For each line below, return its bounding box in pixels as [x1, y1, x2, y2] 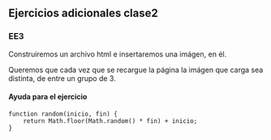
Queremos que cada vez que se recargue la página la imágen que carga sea [8, 65, 264, 74]
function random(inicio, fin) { [8, 109, 118, 118]
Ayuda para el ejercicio [8, 92, 88, 102]
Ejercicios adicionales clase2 [8, 6, 158, 20]
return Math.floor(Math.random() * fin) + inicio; [23, 117, 198, 125]
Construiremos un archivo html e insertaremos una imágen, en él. [8, 49, 227, 59]
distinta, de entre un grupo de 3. [8, 73, 116, 83]
